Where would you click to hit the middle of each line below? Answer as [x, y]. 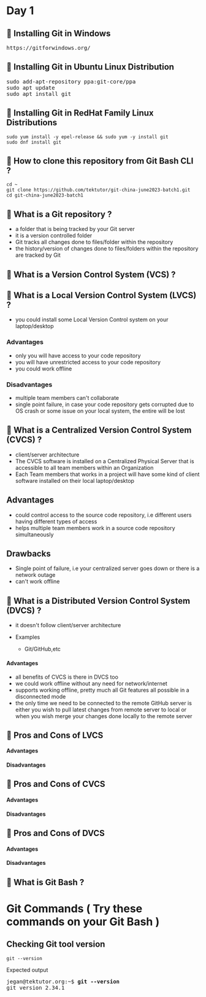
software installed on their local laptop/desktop [75, 480]
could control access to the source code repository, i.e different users [103, 515]
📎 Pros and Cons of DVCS [56, 833]
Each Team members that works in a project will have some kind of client [107, 474]
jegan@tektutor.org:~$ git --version [63, 981]
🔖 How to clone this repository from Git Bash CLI [100, 161]
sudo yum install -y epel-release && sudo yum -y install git [87, 137]
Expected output [27, 970]
